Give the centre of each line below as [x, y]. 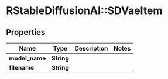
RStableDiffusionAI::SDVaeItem [84, 11]
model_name [28, 58]
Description [91, 49]
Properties [26, 32]
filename [22, 68]
